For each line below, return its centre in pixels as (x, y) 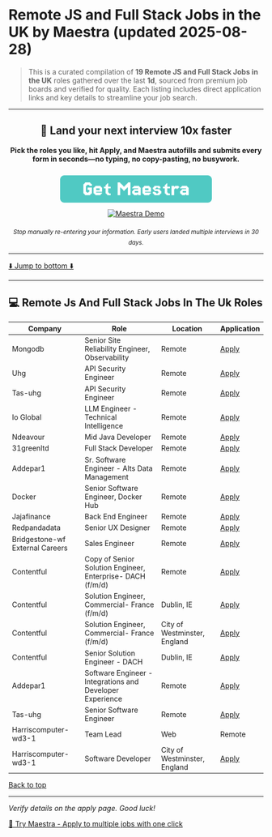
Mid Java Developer (118, 437)
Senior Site (103, 340)
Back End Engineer (116, 517)
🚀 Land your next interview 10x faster (136, 131)
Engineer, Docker (113, 497)
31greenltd (30, 448)
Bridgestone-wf (39, 539)
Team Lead (103, 734)
